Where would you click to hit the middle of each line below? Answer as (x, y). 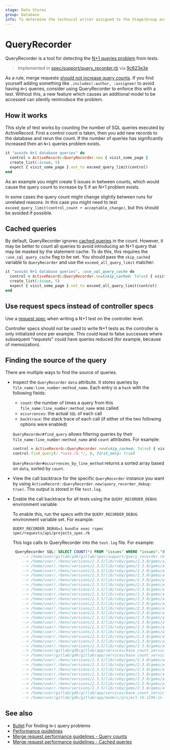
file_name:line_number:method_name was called (69, 408)
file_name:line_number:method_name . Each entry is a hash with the (81, 388)
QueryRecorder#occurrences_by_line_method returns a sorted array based (88, 463)
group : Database (22, 15)
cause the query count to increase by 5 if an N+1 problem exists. (73, 187)
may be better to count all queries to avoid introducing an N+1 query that (81, 246)
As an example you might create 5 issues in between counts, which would (82, 181)
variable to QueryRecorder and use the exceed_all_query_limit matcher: (80, 262)
